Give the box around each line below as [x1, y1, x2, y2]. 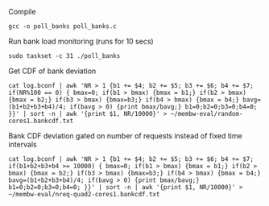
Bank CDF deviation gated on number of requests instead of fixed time [8, 131, 243, 140]
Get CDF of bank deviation [8, 66, 97, 76]
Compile [8, 7, 36, 16]
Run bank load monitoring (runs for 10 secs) [8, 36, 155, 46]
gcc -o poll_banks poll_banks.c [8, 23, 117, 31]
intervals [8, 140, 38, 149]
